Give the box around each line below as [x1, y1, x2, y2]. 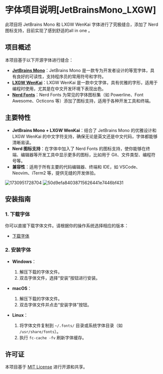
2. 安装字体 [5, 246, 31, 253]
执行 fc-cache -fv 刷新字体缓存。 [19, 335, 87, 340]
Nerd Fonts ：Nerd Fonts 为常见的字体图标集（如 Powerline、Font [12, 92, 144, 97]
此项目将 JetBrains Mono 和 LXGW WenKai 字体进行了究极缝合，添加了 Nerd [5, 21, 159, 27]
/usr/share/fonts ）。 [19, 328, 61, 334]
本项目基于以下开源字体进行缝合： [5, 57, 73, 63]
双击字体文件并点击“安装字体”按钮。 [19, 301, 91, 307]
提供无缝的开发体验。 [55, 170, 98, 176]
